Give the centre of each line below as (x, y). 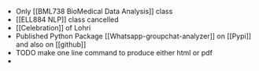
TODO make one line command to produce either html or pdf (114, 53)
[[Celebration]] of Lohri (53, 28)
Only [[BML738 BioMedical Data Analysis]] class (94, 11)
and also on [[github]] (51, 44)
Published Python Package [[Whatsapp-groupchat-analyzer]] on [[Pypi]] (133, 36)
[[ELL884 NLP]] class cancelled (67, 20)
